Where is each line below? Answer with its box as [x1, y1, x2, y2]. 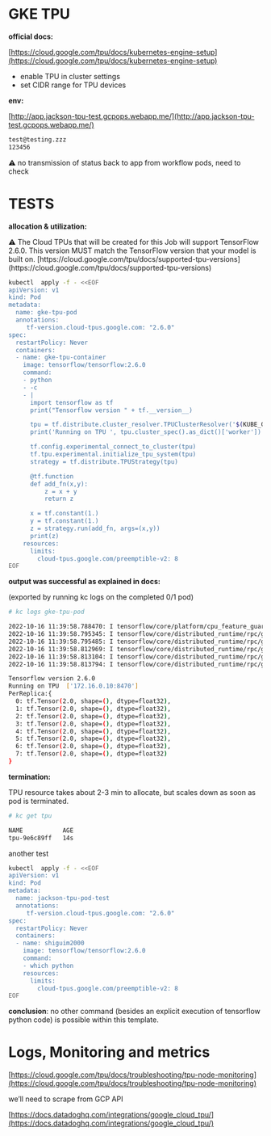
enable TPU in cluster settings [19, 71, 121, 81]
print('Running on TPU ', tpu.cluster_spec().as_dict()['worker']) [29, 428, 262, 436]
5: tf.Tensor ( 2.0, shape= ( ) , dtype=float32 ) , [15, 734, 172, 743]
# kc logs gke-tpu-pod [8, 608, 85, 616]
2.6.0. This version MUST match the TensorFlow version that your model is [8, 246, 256, 255]
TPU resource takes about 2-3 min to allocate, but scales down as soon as [8, 787, 256, 797]
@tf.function [29, 472, 74, 481]
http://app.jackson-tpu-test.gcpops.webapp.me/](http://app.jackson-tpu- [10, 111, 255, 121]
